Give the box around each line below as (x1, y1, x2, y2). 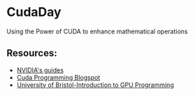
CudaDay (6, 4, 62, 20)
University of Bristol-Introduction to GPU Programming (16, 81, 174, 89)
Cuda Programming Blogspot (16, 73, 101, 81)
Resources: (6, 47, 57, 59)
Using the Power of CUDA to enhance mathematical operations (6, 27, 188, 35)
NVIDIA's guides (16, 65, 64, 74)
